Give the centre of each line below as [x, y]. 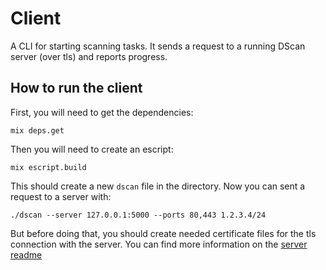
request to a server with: [61, 196]
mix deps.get [37, 130]
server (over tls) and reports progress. [89, 56]
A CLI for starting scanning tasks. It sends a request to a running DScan [158, 46]
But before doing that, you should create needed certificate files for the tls [163, 233]
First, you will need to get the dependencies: [102, 112]
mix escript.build [48, 167]
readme [26, 254]
